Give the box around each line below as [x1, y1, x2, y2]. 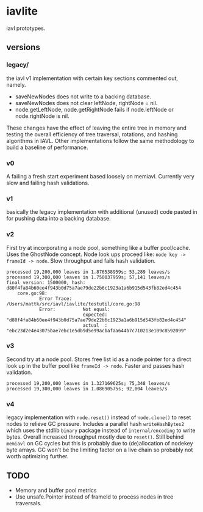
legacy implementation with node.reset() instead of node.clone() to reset [6, 414, 191, 421]
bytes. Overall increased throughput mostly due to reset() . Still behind [6, 433, 184, 441]
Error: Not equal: [38, 306, 111, 312]
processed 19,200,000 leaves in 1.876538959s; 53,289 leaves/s [6, 269, 171, 275]
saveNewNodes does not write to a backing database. [15, 93, 152, 100]
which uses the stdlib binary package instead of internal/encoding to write [6, 426, 196, 434]
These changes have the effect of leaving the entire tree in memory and [6, 124, 187, 131]
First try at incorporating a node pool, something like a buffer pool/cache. [6, 244, 191, 251]
